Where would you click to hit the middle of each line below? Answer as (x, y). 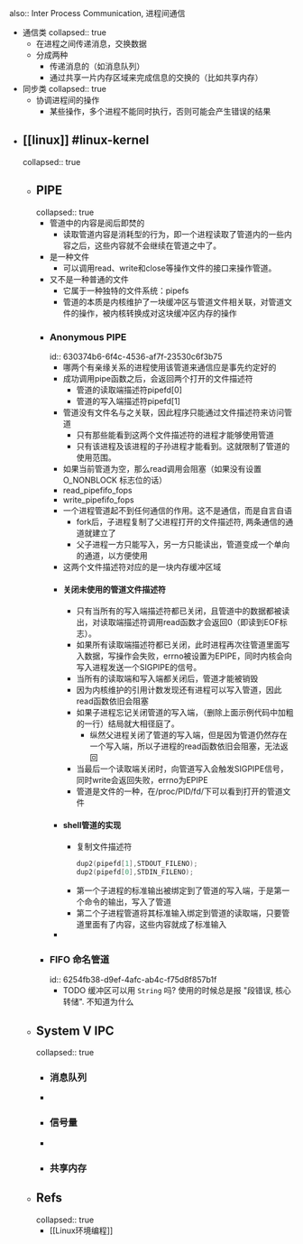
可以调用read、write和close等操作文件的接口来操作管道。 (170, 268)
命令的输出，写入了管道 (128, 902)
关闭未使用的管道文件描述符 (115, 589)
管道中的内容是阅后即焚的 (97, 223)
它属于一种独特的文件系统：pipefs (126, 290)
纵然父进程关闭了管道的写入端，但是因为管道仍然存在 (188, 735)
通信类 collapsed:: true (64, 32)
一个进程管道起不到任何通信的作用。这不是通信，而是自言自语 (178, 510)
